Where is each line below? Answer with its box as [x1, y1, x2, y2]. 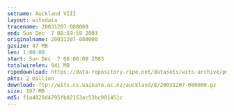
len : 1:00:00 [7, 49, 45, 56]
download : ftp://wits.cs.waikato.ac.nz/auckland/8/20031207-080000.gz [7, 81, 217, 88]
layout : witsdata [7, 17, 58, 24]
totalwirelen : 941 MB [7, 62, 70, 69]
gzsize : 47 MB [7, 42, 49, 49]
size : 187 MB [7, 88, 45, 95]
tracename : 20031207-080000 [7, 23, 89, 30]
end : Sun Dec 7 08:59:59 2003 [7, 29, 98, 37]
